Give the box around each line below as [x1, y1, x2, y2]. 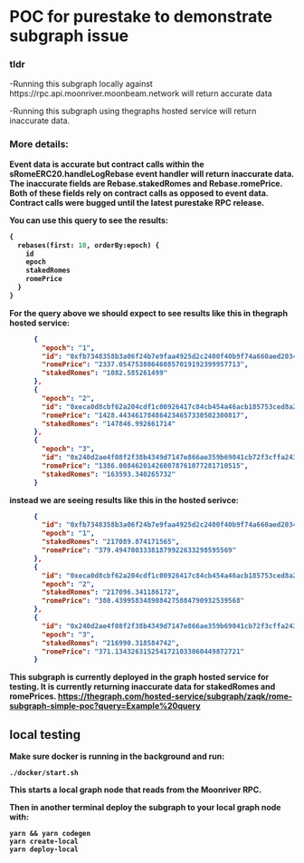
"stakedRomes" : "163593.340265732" [42, 470, 176, 479]
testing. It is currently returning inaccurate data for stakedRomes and [9, 682, 276, 693]
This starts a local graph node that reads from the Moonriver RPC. [9, 784, 262, 795]
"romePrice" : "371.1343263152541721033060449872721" [42, 646, 245, 656]
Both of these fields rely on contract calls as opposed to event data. [9, 188, 269, 199]
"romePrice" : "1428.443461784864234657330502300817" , [42, 411, 249, 420]
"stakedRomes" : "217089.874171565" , [42, 538, 180, 547]
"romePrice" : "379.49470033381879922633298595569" [42, 546, 237, 555]
